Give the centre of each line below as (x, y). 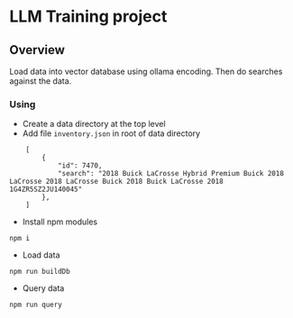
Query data (43, 288)
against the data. (41, 81)
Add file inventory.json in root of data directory (111, 133)
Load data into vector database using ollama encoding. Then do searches (146, 71)
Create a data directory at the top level (94, 124)
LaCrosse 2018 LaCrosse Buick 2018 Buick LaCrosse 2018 (116, 182)
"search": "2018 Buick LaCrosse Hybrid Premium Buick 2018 (170, 174)
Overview (37, 50)
